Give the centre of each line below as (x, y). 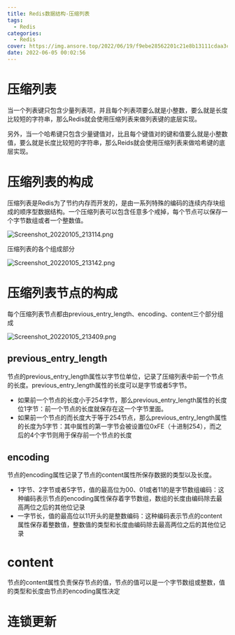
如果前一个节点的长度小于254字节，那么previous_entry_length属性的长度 (122, 400)
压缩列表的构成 (50, 182)
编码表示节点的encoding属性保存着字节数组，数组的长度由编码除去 (120, 499)
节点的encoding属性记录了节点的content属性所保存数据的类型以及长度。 (111, 475)
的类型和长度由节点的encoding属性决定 (64, 591)
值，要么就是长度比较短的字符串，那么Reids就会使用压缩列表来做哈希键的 (113, 142)
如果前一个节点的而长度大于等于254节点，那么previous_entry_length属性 (122, 418)
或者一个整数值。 (62, 220)
